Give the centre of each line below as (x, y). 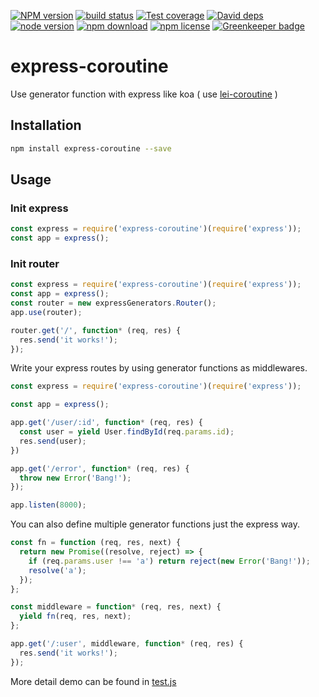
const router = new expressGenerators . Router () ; (113, 303)
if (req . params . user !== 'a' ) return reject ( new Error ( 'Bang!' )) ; (169, 561)
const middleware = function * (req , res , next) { (116, 607)
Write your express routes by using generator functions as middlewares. (159, 368)
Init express (39, 208)
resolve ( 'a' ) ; (57, 570)
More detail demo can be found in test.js (93, 681)
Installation (46, 125)
